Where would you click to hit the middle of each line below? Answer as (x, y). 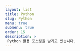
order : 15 (15, 32)
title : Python (20, 14)
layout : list (19, 9)
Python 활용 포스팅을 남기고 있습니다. (41, 41)
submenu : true (20, 28)
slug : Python (19, 18)
